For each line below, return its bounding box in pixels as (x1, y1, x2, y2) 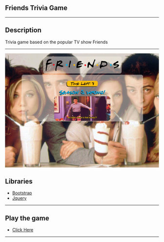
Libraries (5, 177, 33, 186)
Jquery (12, 195, 27, 201)
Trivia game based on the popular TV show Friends (5, 39, 108, 45)
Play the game (5, 214, 50, 222)
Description (5, 26, 41, 35)
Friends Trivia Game (5, 4, 68, 12)
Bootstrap (12, 190, 32, 196)
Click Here (12, 226, 34, 233)
